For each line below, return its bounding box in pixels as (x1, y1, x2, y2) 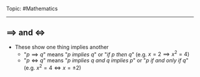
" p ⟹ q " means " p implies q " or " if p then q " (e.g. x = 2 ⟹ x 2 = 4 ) (23, 50, 190, 58)
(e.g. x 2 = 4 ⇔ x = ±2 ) (23, 63, 82, 72)
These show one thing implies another (14, 43, 109, 50)
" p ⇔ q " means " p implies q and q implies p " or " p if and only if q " (23, 57, 189, 64)
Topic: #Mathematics (6, 5, 58, 12)
